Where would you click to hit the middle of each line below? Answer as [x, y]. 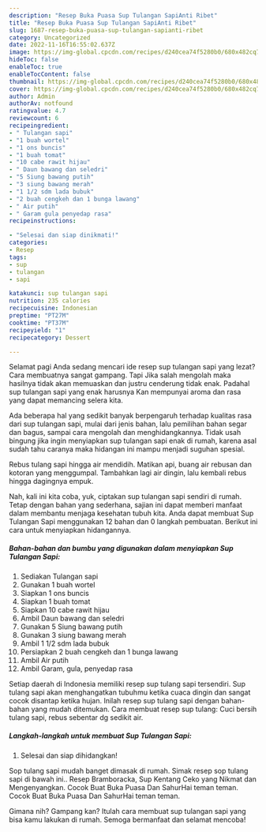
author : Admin [32, 96]
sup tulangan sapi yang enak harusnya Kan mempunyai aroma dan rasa [125, 392]
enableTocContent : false [50, 74]
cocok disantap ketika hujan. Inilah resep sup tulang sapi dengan [114, 701]
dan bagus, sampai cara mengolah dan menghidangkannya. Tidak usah [125, 433]
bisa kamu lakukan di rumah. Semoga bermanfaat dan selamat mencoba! [127, 820]
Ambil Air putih [45, 661]
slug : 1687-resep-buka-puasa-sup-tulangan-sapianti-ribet [106, 30]
